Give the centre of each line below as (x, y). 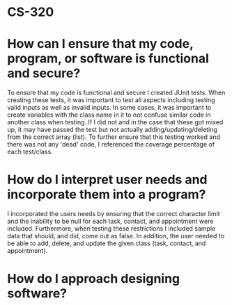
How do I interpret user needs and (107, 180)
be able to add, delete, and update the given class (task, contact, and (107, 243)
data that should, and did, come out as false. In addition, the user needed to (116, 236)
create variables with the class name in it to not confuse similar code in (109, 115)
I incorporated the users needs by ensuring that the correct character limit (114, 214)
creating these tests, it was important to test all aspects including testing (111, 100)
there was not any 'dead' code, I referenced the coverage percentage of (111, 145)
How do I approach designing (94, 279)
